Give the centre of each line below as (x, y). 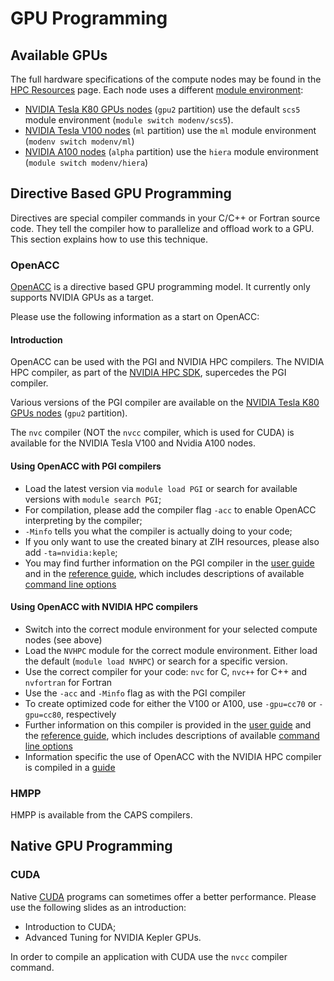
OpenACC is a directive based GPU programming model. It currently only (160, 287)
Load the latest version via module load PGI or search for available (161, 488)
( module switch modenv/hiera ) (86, 162)
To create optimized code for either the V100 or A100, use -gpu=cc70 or (170, 703)
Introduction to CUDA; (70, 926)
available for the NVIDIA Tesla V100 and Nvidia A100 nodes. (133, 443)
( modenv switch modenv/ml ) (79, 141)
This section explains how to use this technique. (109, 239)
